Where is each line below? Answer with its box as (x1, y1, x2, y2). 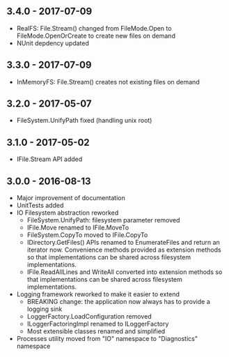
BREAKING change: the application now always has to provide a (26, 298, 210, 306)
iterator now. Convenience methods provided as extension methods (26, 245, 221, 254)
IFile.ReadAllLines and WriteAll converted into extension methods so (26, 268, 223, 276)
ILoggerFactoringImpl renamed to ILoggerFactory (26, 320, 169, 328)
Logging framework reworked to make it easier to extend (16, 290, 180, 298)
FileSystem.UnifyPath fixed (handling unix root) (16, 116, 152, 125)
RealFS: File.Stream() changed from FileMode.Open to (16, 24, 172, 32)
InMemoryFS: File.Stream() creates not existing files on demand (16, 77, 200, 86)
